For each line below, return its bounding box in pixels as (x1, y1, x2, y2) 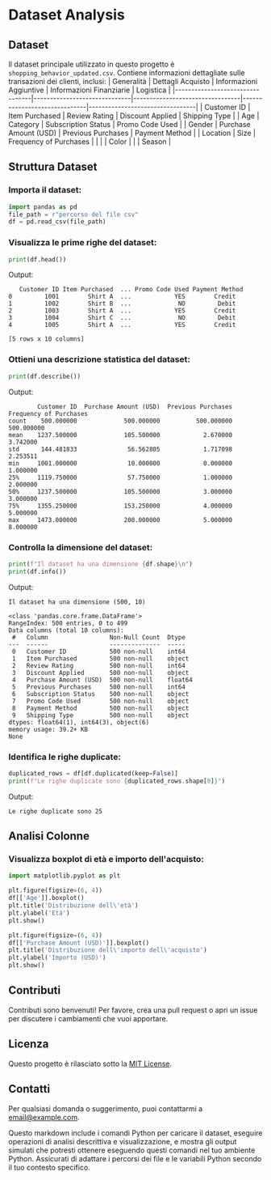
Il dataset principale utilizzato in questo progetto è (8, 59, 175, 69)
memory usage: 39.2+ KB (8, 725, 89, 733)
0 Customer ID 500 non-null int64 (11, 647, 186, 656)
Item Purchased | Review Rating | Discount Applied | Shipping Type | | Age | (8, 111, 260, 121)
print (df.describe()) (8, 372, 81, 380)
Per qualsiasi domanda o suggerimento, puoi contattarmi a (8, 1103, 203, 1114)
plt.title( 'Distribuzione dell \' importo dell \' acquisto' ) (8, 946, 207, 954)
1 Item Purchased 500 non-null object (11, 654, 190, 663)
